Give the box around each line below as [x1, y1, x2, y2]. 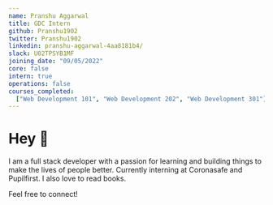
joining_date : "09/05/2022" [8, 58, 104, 66]
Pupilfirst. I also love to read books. [8, 173, 127, 183]
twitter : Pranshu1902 [8, 34, 82, 43]
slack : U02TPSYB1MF [8, 49, 75, 58]
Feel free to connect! [8, 190, 79, 199]
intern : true [8, 72, 53, 80]
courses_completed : [8, 87, 75, 96]
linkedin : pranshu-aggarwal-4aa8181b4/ [8, 42, 144, 50]
